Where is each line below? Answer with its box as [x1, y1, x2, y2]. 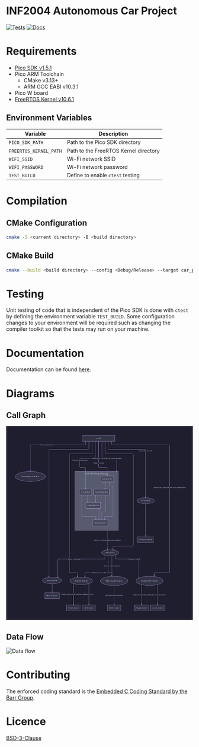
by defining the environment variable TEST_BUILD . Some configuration [6, 313, 175, 320]
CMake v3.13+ [23, 76, 59, 84]
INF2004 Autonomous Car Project [6, 4, 178, 18]
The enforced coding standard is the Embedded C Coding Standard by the [6, 688, 188, 695]
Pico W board [14, 89, 49, 96]
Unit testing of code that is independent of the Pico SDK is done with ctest [6, 307, 188, 314]
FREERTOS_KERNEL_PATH [8, 148, 62, 154]
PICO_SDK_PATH [8, 140, 44, 146]
